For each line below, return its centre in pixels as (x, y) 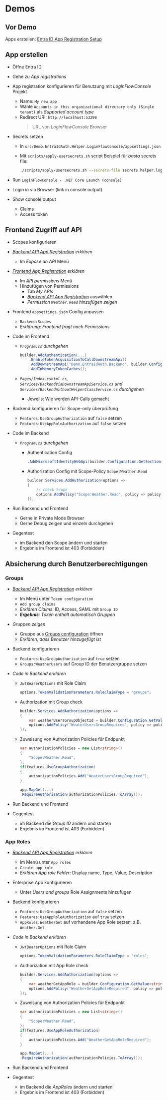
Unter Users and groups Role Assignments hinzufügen (76, 892)
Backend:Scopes (35, 322)
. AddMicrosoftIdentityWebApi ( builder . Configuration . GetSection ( (95, 462)
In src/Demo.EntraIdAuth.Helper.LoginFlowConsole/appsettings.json (90, 146)
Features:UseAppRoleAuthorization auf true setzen (72, 917)
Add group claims (38, 604)
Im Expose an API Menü (44, 261)
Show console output (34, 199)
